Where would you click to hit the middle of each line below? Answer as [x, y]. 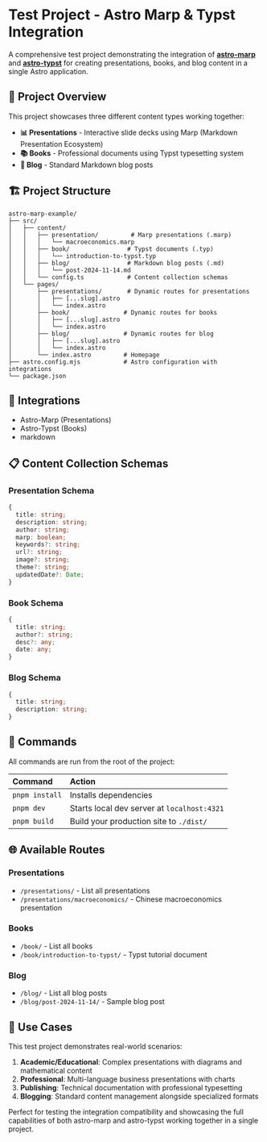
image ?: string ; [43, 560]
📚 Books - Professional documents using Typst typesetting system [131, 153]
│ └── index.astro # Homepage [84, 355]
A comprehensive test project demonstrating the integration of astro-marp [132, 54]
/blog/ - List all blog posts [63, 993]
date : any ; [34, 650]
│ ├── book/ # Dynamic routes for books [113, 312]
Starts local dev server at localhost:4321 [147, 808]
